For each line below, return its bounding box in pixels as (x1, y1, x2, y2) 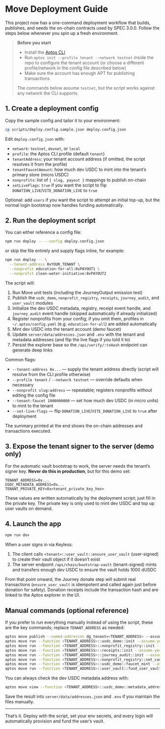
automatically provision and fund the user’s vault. (5, 718, 105, 724)
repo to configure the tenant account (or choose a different (24, 60, 144, 65)
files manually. (5, 699, 34, 704)
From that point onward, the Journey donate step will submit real (5, 576, 136, 582)
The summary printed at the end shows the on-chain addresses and (5, 422, 143, 429)
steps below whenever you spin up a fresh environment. (5, 30, 119, 36)
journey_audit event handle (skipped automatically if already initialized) (12, 310, 158, 316)
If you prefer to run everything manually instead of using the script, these (5, 619, 153, 626)
